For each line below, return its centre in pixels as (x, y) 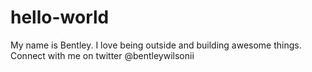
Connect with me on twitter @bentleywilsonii (102, 55)
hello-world (60, 17)
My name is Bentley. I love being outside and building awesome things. (156, 45)
